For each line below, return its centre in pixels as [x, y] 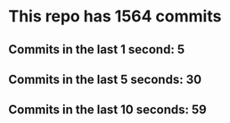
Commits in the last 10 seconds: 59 [107, 110]
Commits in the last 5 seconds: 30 [105, 79]
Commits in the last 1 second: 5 [96, 49]
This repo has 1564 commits [115, 16]
